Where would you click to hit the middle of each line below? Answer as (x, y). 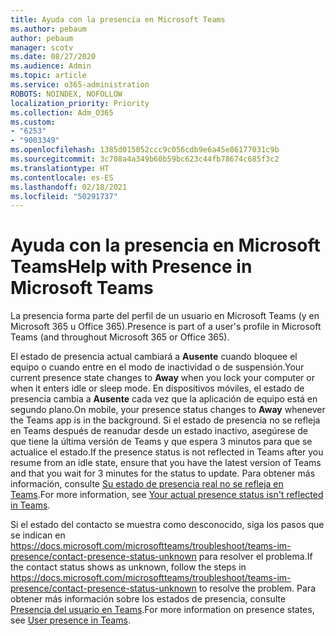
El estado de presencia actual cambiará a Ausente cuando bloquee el (154, 357)
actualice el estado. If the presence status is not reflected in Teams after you (167, 452)
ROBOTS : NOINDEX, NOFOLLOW (66, 94)
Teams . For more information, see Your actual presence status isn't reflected (167, 495)
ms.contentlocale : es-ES (62, 177)
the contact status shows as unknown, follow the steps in (128, 567)
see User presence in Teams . (70, 620)
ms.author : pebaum (48, 29)
